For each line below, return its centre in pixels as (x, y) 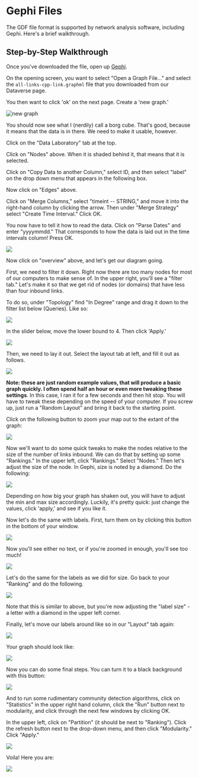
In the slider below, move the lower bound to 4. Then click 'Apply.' (86, 331)
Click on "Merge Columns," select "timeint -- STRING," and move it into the (97, 201)
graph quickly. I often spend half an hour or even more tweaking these (94, 388)
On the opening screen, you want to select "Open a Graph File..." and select (99, 78)
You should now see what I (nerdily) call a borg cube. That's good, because (98, 125)
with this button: (26, 676)
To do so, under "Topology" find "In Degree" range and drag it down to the (97, 302)
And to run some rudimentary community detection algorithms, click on (93, 698)
